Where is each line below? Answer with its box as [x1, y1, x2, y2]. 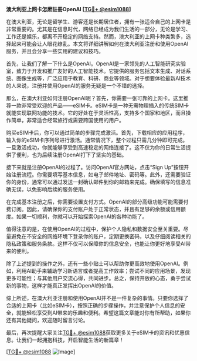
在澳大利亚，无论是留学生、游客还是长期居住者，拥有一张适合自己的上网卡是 [6, 18, 191, 25]
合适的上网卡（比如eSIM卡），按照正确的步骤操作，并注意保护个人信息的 [6, 302, 181, 309]
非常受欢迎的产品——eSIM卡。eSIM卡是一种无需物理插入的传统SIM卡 [21, 102, 189, 109]
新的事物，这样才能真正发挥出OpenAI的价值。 [6, 282, 117, 289]
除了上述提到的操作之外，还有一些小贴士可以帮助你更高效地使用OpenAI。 [6, 260, 184, 267]
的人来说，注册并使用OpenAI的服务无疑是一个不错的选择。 [6, 82, 148, 89]
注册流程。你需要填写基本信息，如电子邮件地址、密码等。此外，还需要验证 [11, 171, 191, 178]
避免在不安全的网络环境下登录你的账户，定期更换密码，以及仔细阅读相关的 [11, 233, 191, 240]
